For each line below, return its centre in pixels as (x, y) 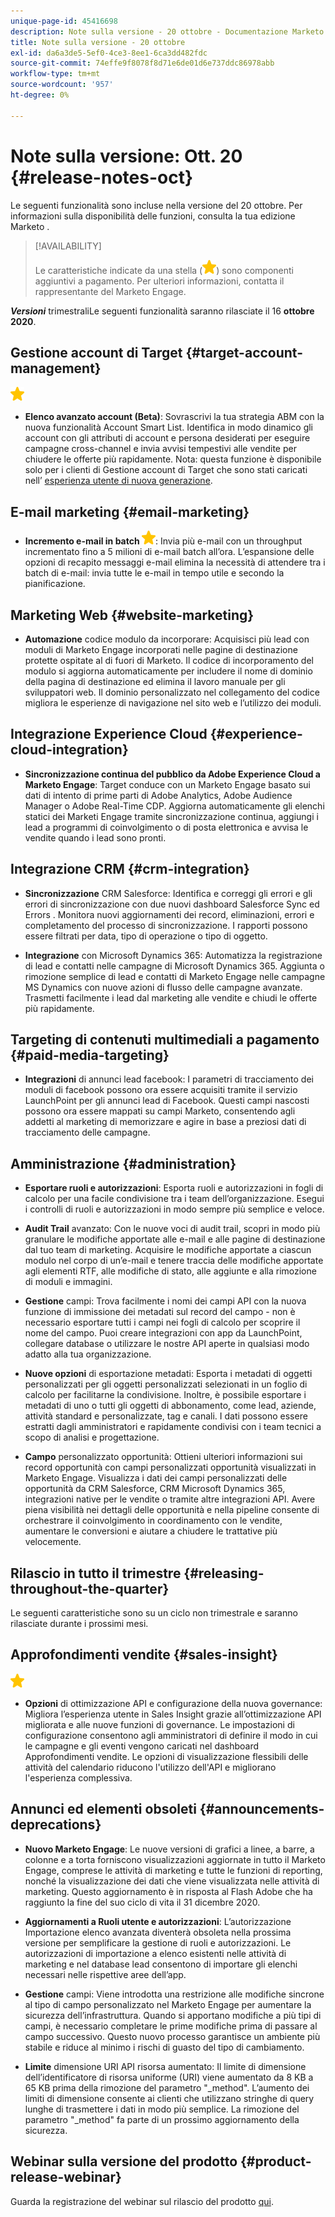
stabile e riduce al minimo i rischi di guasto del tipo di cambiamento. (164, 2047)
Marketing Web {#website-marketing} (132, 615)
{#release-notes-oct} (102, 177)
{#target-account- (244, 352)
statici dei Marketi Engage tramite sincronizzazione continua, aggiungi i (171, 816)
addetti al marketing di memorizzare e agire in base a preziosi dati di (165, 1122)
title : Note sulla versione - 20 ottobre (98, 42)
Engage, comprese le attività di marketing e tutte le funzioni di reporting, (173, 1870)
